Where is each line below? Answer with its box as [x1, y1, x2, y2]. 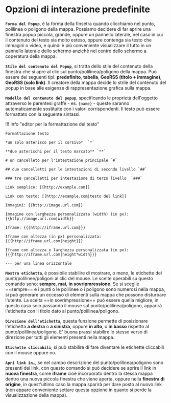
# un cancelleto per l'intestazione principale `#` [5, 158, 117, 163]
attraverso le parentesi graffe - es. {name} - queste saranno [5, 100, 130, 106]
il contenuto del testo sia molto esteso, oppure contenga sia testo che [5, 37, 152, 43]
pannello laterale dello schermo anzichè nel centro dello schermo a [5, 48, 147, 54]
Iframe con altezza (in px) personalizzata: [5, 234, 102, 239]
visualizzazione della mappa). [5, 392, 68, 398]
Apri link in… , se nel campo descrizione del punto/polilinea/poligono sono [5, 359, 164, 366]
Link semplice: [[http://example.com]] [5, 184, 90, 190]
